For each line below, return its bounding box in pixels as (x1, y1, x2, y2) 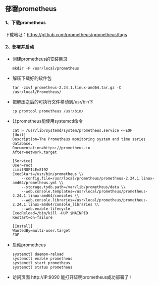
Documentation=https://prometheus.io (12, 145, 91, 150)
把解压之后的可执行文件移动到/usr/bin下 (12, 98, 94, 104)
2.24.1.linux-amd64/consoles (12, 193, 73, 198)
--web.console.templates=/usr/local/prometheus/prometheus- (21, 189, 148, 194)
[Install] (12, 223, 33, 229)
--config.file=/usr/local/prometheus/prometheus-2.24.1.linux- (21, 176, 155, 181)
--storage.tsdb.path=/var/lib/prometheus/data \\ (21, 185, 126, 190)
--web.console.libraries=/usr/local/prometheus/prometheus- (21, 197, 148, 202)
